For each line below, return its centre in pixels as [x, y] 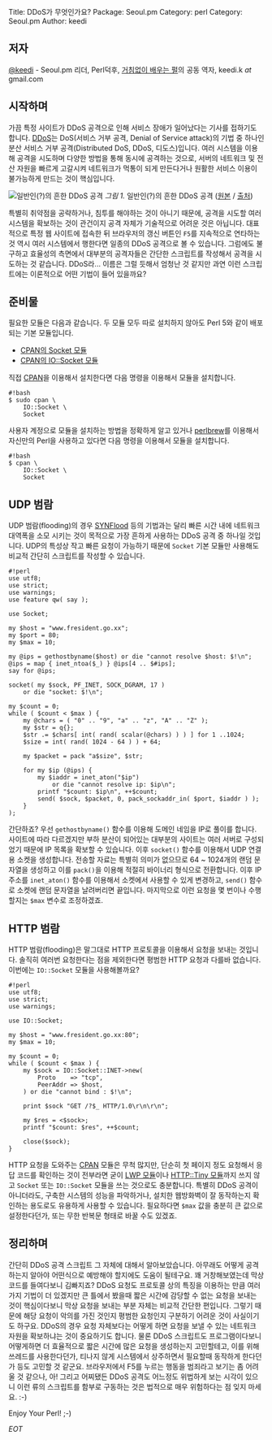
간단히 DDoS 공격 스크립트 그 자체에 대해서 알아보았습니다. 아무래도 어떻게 [126, 1264]
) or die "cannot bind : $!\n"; [78, 1092]
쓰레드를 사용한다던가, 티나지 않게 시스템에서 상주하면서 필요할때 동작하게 [125, 1356]
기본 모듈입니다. [48, 333]
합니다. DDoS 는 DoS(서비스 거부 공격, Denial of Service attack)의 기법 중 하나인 [136, 137]
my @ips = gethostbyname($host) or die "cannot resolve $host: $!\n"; [130, 657]
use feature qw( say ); [49, 600]
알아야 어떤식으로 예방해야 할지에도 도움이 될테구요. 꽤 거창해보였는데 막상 [147, 1275]
